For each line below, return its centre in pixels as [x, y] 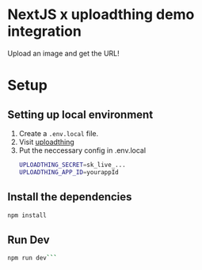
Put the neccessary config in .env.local [82, 150]
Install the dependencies [70, 197]
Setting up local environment [80, 114]
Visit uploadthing [46, 142]
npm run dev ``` [32, 258]
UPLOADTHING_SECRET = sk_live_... [72, 165]
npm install [27, 215]
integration [45, 31]
